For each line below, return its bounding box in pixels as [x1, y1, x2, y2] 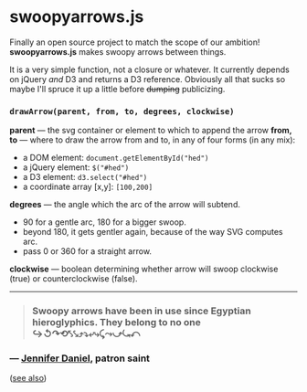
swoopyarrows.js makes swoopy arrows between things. [9, 46, 227, 57]
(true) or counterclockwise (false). [9, 273, 139, 284]
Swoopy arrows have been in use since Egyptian [31, 304, 251, 317]
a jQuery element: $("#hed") [22, 162, 130, 173]
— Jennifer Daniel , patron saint [9, 352, 151, 365]
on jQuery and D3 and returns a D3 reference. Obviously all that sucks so [9, 73, 286, 84]
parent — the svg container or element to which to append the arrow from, [9, 125, 292, 136]
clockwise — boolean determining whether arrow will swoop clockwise [9, 263, 279, 275]
